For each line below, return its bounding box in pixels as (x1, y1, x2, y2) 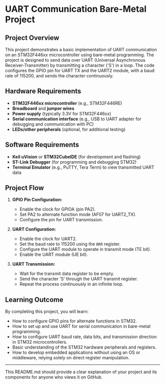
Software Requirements (5, 140, 80, 149)
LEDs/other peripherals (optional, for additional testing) (12, 126, 126, 132)
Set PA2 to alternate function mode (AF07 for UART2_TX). (19, 211, 137, 217)
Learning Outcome (5, 295, 64, 304)
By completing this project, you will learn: (5, 309, 89, 315)
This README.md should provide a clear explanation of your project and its (5, 369, 157, 375)
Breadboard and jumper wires (12, 105, 75, 111)
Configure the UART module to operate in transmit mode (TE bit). (19, 246, 151, 252)
